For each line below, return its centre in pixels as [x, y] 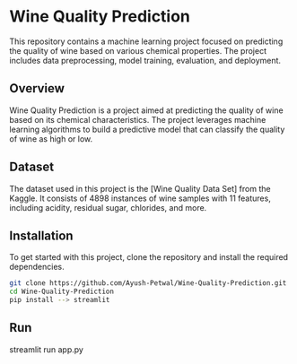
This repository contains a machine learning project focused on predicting [146, 41]
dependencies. [37, 267]
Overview [37, 88]
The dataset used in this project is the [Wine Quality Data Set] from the [140, 188]
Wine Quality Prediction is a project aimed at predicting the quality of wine [147, 110]
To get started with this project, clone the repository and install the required [149, 257]
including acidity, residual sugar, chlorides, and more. [108, 207]
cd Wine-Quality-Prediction [62, 292]
